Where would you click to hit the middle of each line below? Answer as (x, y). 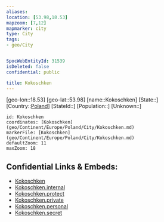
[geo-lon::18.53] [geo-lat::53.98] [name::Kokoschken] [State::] (82, 100)
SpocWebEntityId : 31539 (36, 61)
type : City (20, 34)
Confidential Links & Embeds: (62, 167)
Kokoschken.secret (38, 213)
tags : (13, 39)
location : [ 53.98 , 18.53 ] (37, 17)
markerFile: (21, 133)
